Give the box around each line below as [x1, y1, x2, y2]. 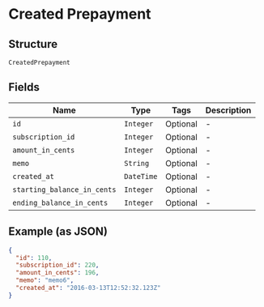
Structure [8, 37, 58, 51]
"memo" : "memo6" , [15, 276, 75, 284]
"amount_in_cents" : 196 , [15, 269, 100, 277]
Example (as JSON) [8, 224, 108, 239]
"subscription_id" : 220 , [15, 261, 100, 270]
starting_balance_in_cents [12, 185, 117, 194]
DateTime [124, 172, 158, 181]
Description [205, 104, 252, 116]
